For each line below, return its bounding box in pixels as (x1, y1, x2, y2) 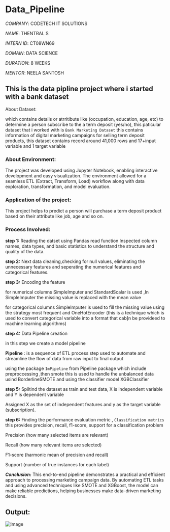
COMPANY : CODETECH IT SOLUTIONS (5, 20, 88, 26)
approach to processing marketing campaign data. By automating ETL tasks (5, 476, 164, 483)
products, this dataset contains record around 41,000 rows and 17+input (5, 138, 156, 144)
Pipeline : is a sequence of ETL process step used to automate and (5, 350, 146, 356)
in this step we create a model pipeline (5, 340, 86, 346)
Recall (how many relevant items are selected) (5, 442, 102, 448)
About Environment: (5, 155, 56, 163)
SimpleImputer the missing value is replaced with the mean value (5, 294, 141, 300)
